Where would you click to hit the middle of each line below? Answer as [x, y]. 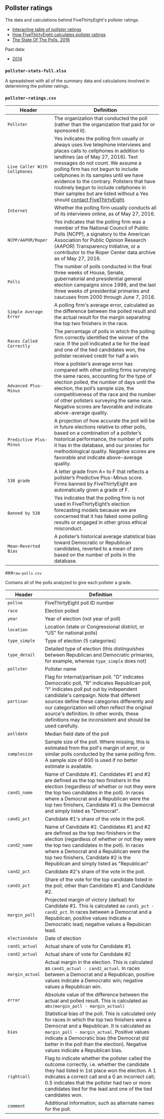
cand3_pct [19, 886]
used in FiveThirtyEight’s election [92, 504]
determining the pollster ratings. [37, 86]
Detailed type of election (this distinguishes [94, 649]
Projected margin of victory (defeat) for [90, 900]
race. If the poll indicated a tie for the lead [102, 344]
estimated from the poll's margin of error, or [95, 748]
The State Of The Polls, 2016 [41, 40]
